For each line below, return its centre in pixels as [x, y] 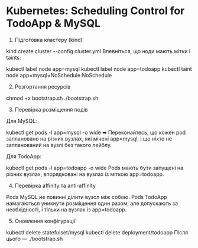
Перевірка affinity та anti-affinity [55, 185]
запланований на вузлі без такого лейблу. [59, 145]
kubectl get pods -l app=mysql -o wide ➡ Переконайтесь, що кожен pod [96, 132]
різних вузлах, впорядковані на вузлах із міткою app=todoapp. [85, 174]
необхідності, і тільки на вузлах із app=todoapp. [66, 209]
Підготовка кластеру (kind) [48, 40]
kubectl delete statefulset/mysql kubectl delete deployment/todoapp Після [97, 232]
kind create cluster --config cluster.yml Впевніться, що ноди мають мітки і [98, 51]
